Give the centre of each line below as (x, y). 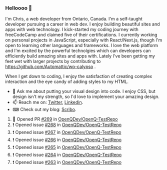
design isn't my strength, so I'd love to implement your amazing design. (86, 96)
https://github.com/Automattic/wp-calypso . (50, 66)
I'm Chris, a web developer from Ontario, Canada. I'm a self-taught (74, 19)
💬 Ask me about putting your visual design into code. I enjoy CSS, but (84, 91)
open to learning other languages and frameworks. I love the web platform (82, 45)
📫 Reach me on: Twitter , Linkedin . (48, 102)
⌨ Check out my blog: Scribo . (44, 109)
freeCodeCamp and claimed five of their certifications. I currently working (81, 35)
